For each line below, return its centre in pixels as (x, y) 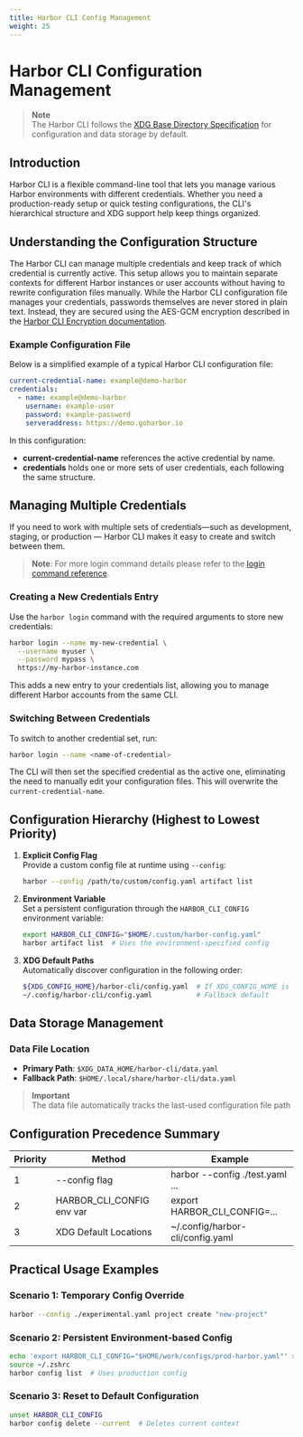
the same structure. (59, 477)
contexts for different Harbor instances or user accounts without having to (147, 283)
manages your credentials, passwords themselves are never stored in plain (149, 302)
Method (109, 1159)
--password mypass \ (56, 660)
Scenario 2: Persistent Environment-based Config (121, 1338)
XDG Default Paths (58, 960)
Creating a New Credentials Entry (84, 597)
